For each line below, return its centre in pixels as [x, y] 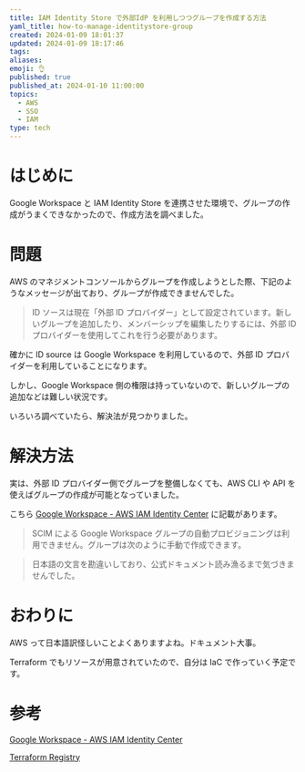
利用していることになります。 [96, 365]
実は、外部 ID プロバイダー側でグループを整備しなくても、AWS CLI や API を [152, 483]
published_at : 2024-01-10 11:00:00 [77, 86]
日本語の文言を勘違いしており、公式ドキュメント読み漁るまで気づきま [163, 564]
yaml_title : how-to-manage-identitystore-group [102, 26]
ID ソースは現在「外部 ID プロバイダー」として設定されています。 [153, 312]
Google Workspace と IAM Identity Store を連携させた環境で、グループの [146, 202]
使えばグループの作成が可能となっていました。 [97, 494]
